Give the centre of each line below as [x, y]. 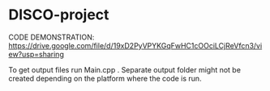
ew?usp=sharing [36, 54]
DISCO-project [59, 15]
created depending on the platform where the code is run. [105, 78]
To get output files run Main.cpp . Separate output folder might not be [125, 69]
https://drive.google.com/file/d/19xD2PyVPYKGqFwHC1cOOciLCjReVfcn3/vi [135, 45]
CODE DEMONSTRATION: [51, 37]
